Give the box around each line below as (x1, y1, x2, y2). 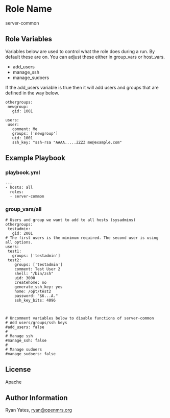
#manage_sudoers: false (5, 351, 56, 356)
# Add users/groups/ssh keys (5, 320, 67, 325)
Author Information (5, 394, 68, 402)
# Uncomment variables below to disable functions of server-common (5, 315, 154, 321)
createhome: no (14, 280, 47, 285)
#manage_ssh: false (5, 338, 47, 343)
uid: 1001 (12, 135, 33, 140)
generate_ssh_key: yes (14, 284, 63, 289)
